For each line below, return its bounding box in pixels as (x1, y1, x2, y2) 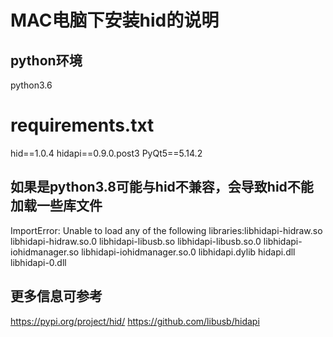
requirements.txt (10, 114, 155, 137)
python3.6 (10, 79, 53, 91)
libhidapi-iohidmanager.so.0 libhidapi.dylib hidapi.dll (81, 246, 296, 258)
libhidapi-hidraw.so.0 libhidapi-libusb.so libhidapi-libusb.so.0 (10, 235, 262, 247)
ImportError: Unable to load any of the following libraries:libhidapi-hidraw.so (10, 224, 323, 236)
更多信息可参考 (10, 288, 103, 305)
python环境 (10, 52, 83, 69)
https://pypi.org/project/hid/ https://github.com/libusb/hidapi (10, 315, 260, 327)
